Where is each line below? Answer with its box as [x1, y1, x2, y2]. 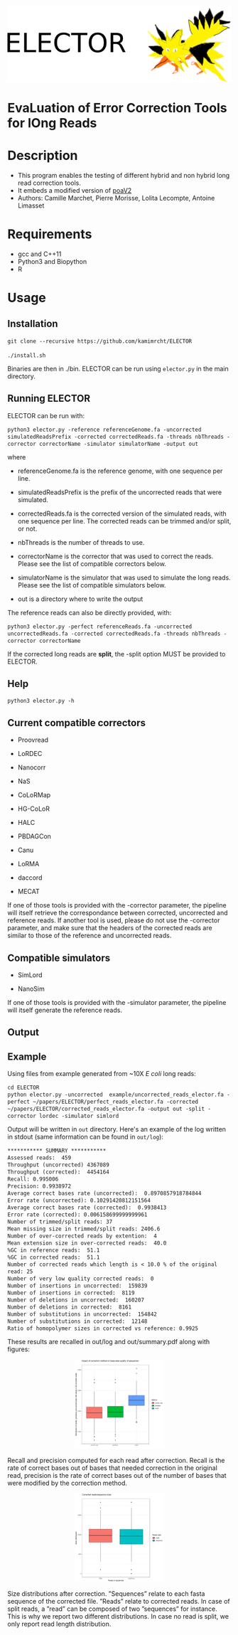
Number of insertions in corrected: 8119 [7, 1289, 135, 1296]
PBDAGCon [17, 832, 52, 841]
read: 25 [7, 1268, 33, 1275]
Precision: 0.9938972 [7, 1183, 72, 1190]
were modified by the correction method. [7, 1479, 128, 1487]
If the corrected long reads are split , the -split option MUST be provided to [7, 649, 226, 658]
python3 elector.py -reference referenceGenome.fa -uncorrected [7, 426, 202, 433]
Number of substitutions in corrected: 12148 [7, 1318, 148, 1325]
